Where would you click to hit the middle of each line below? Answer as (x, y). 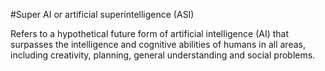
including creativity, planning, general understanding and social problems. (163, 55)
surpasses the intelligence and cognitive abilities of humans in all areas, (158, 44)
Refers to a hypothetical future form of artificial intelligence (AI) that (150, 33)
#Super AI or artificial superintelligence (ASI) (102, 14)
